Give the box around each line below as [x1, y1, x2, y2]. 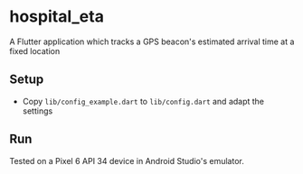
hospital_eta [9, 6, 104, 27]
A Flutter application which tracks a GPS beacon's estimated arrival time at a [9, 36, 295, 47]
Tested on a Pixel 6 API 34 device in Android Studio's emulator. [9, 155, 244, 166]
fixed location [9, 45, 61, 56]
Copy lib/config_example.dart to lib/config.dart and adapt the [22, 96, 265, 106]
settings [22, 105, 53, 116]
